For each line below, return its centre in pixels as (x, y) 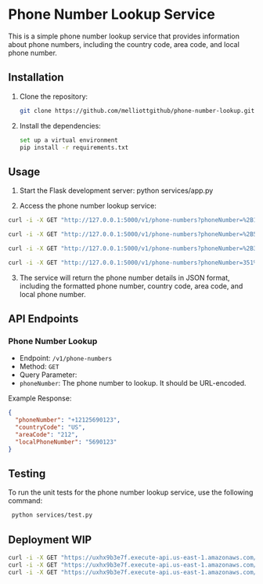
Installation (36, 77)
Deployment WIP (50, 540)
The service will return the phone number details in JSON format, (124, 277)
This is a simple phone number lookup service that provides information (124, 36)
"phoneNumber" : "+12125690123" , (68, 420)
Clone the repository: (54, 96)
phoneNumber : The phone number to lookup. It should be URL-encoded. (133, 383)
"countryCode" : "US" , (50, 428)
